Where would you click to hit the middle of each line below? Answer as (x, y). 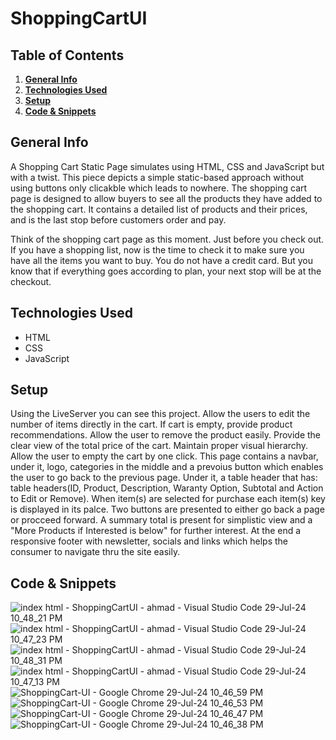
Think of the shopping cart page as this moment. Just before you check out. (167, 239)
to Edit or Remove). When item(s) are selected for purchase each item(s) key (168, 499)
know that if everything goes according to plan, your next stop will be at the (166, 271)
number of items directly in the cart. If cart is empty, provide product (151, 424)
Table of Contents (67, 55)
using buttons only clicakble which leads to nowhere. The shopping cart (159, 188)
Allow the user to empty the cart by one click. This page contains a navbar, (164, 456)
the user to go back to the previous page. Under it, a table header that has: (164, 478)
